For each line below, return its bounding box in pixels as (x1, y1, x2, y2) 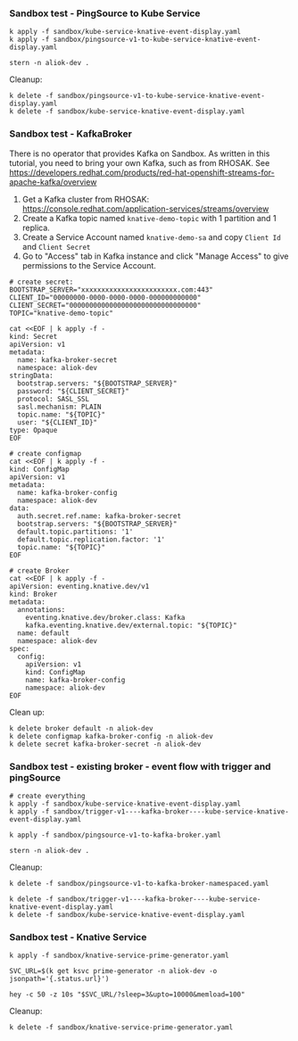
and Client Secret (21, 241, 91, 252)
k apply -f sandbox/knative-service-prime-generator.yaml (9, 951, 229, 961)
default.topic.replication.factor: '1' (17, 534, 166, 544)
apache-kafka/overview (9, 177, 97, 187)
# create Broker (9, 566, 70, 575)
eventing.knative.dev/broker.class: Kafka (25, 613, 186, 622)
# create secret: (9, 277, 74, 286)
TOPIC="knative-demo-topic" (9, 309, 114, 318)
